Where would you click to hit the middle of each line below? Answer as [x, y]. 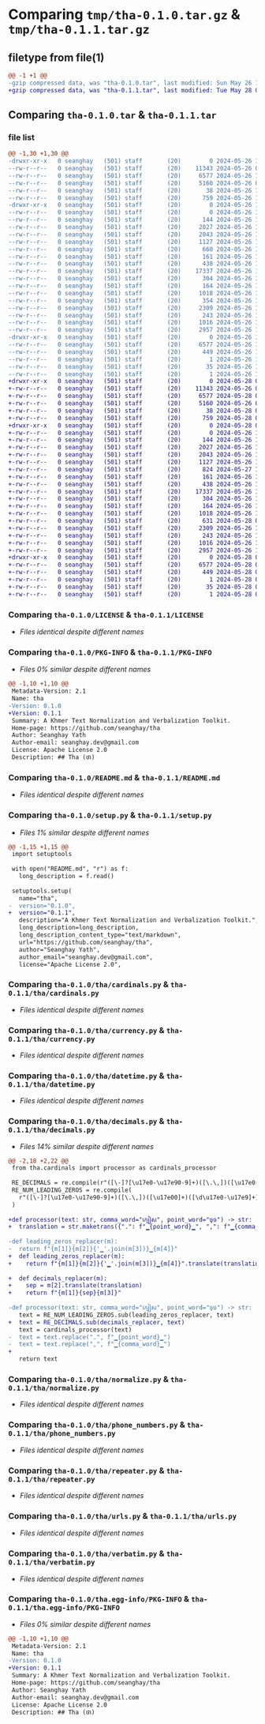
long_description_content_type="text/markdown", [100, 935]
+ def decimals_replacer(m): [58, 1278]
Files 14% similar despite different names [86, 1146]
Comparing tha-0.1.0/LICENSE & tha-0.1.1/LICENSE [106, 614]
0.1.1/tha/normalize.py [54, 1388]
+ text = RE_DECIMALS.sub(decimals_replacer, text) [97, 1322]
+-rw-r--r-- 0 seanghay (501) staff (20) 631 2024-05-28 [130, 521]
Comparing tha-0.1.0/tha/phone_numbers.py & [97, 1425]
